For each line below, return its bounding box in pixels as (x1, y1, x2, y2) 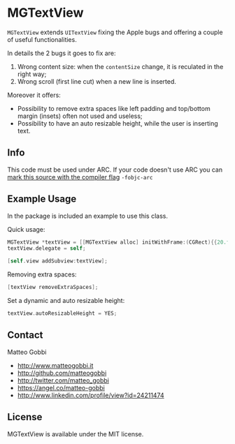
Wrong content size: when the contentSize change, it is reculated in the (17, 62, 224, 71)
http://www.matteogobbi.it (17, 361, 94, 369)
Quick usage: (7, 225, 45, 233)
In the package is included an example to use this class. (7, 212, 168, 220)
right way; (17, 70, 47, 78)
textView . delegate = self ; (7, 245, 86, 252)
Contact (7, 330, 43, 341)
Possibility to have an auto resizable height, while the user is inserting (17, 119, 218, 127)
